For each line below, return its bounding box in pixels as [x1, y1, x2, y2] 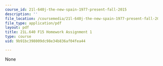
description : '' [5, 12, 38, 16]
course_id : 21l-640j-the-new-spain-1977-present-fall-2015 [5, 7, 127, 12]
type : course [5, 34, 32, 39]
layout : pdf [5, 25, 29, 30]
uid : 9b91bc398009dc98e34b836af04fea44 [5, 39, 86, 44]
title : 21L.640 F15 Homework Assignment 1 [5, 30, 92, 34]
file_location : [5, 16, 36, 21]
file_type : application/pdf [5, 20, 62, 26]
